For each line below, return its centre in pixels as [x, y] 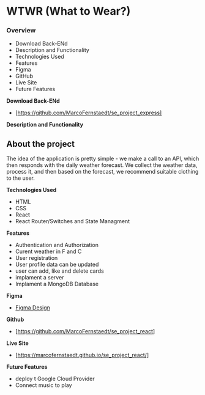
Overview [21, 31]
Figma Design [33, 308]
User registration [36, 258]
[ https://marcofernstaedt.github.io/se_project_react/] [82, 355]
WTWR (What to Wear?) [69, 11]
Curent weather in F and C [48, 251]
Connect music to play [43, 385]
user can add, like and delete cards [59, 271]
